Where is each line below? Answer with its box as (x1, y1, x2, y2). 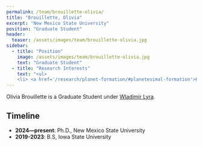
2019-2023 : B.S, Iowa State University (14, 133, 112, 140)
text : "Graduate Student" (17, 59, 83, 65)
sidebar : (6, 43, 28, 49)
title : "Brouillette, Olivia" (6, 15, 83, 21)
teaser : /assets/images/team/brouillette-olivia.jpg (11, 37, 147, 43)
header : (6, 32, 26, 38)
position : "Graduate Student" (6, 25, 83, 32)
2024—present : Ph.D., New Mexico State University (14, 127, 146, 134)
